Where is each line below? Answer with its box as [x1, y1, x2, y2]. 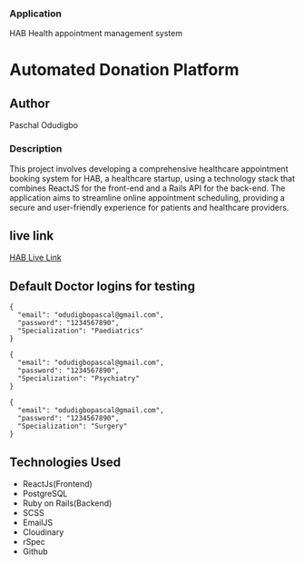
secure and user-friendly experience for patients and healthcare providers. [9, 202, 289, 213]
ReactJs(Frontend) [22, 479, 93, 490]
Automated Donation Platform [9, 60, 240, 80]
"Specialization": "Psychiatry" [17, 374, 141, 383]
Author [9, 95, 50, 111]
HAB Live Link [9, 252, 62, 263]
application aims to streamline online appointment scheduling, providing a [9, 192, 286, 203]
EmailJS [22, 517, 54, 529]
